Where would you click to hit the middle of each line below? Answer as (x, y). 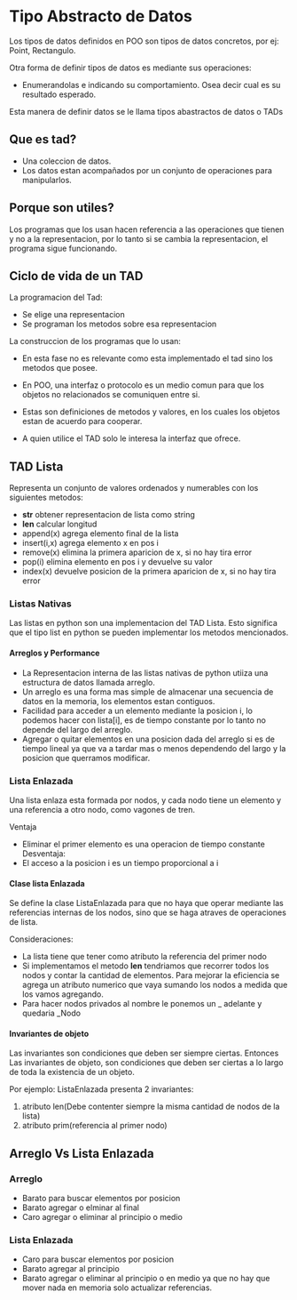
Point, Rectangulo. (43, 50)
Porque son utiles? (62, 208)
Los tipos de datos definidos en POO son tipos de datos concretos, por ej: (144, 41)
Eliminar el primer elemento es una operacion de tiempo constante (144, 844)
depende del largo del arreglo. (77, 729)
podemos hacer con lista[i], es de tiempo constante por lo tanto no (144, 720)
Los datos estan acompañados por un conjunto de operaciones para (147, 170)
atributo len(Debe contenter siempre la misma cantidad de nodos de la (151, 1107)
